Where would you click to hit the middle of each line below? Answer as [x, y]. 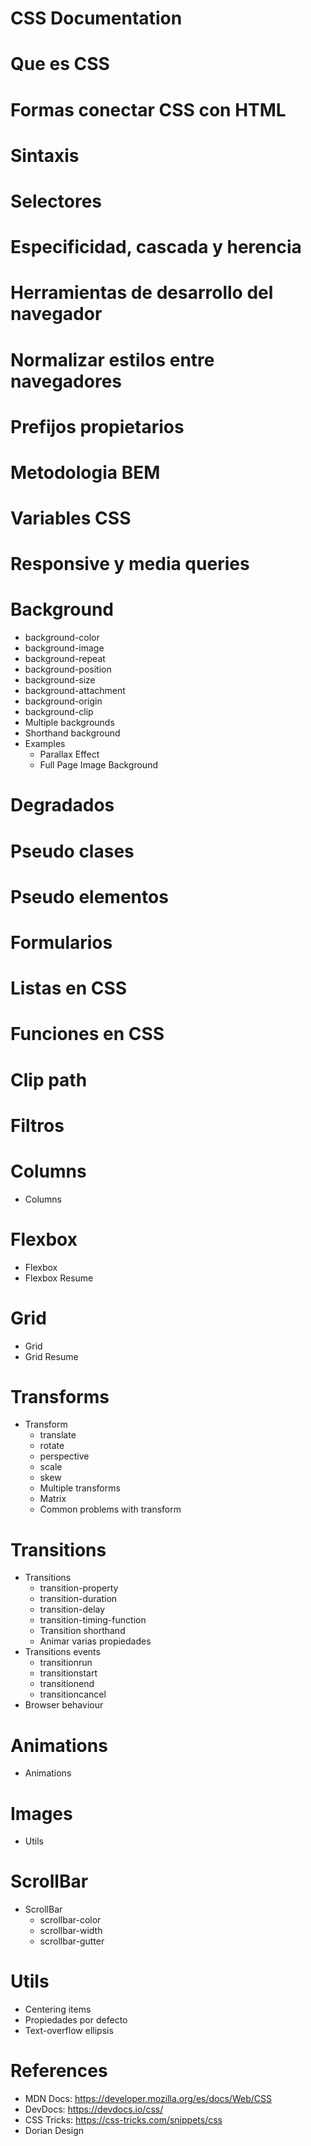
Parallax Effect [69, 754]
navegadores [66, 381]
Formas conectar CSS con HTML [148, 109]
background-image [64, 648]
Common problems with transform [110, 1509]
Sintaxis [45, 155]
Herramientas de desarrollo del [142, 293]
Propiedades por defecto [76, 2020]
